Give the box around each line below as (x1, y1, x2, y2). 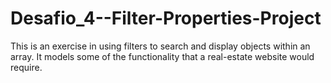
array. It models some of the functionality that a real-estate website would (10, 50, 315, 62)
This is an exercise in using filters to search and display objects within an (10, 40, 311, 52)
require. (10, 61, 43, 73)
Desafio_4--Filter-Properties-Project (10, 7, 322, 30)
